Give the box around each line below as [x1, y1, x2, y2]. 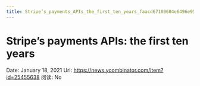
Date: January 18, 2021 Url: [6, 66, 73, 74]
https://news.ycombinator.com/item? [73, 66, 164, 74]
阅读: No [40, 74, 62, 81]
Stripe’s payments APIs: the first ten [6, 34, 189, 47]
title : [6, 8, 23, 15]
